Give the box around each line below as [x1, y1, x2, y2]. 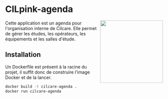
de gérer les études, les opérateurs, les [5, 30, 86, 36]
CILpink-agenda [5, 3, 73, 15]
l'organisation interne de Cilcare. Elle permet [5, 25, 97, 31]
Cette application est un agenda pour [5, 20, 82, 26]
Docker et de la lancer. [5, 74, 51, 80]
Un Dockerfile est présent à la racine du [5, 63, 87, 69]
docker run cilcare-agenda [5, 88, 61, 93]
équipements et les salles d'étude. [5, 36, 76, 42]
